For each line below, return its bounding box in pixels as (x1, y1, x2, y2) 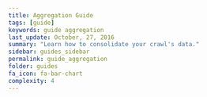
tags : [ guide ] (8, 19, 55, 27)
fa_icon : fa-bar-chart (8, 70, 83, 77)
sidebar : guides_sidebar (8, 48, 90, 56)
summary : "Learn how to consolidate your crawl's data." (8, 41, 200, 48)
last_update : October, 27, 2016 (8, 33, 115, 41)
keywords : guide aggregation (8, 26, 104, 34)
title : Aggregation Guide (8, 11, 93, 20)
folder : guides (8, 63, 58, 70)
